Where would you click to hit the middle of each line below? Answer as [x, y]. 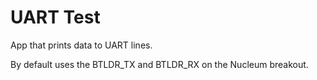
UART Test [55, 17]
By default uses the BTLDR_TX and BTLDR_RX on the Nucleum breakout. [159, 64]
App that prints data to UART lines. [81, 45]
